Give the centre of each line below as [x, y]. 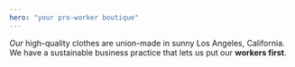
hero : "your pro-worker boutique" [74, 17]
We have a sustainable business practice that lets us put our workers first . [148, 52]
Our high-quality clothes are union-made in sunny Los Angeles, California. [147, 43]
